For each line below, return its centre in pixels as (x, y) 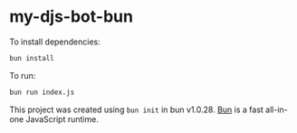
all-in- (277, 109)
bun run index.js (42, 92)
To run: (23, 75)
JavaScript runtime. (62, 119)
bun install (32, 58)
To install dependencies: (55, 42)
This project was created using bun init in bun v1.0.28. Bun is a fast (137, 109)
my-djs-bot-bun (72, 17)
